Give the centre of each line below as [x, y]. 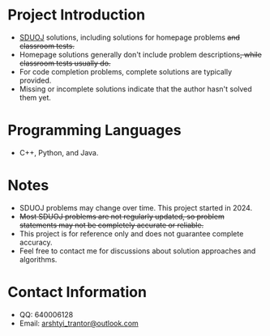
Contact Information [77, 292]
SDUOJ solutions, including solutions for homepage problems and [130, 37]
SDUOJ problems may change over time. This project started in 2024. [136, 207]
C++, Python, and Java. [59, 152]
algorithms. [38, 259]
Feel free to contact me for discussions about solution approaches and [137, 251]
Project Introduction [77, 15]
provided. [35, 80]
